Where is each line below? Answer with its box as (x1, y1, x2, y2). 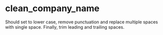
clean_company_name (5, 3, 100, 14)
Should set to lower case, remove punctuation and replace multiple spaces (5, 19, 158, 25)
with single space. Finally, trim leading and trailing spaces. (5, 24, 125, 30)
